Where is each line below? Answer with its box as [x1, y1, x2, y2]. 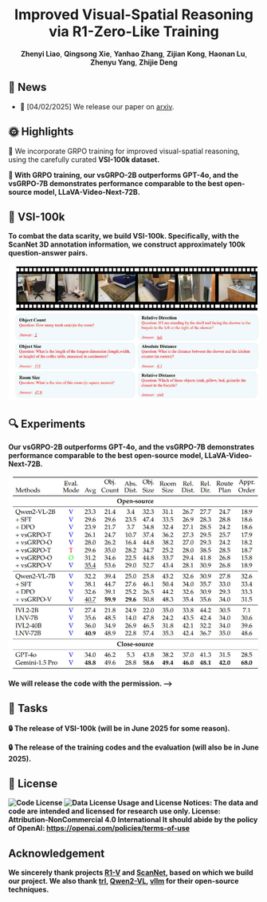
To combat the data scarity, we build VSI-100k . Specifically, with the [8, 231, 240, 241]
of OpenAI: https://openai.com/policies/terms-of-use [8, 824, 190, 833]
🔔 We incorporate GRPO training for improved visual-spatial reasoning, [8, 146, 241, 156]
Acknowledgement [8, 846, 105, 860]
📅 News [8, 81, 47, 94]
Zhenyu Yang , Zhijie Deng [90, 57, 178, 67]
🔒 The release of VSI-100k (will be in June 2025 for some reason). [8, 723, 230, 733]
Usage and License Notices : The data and [117, 798, 259, 808]
